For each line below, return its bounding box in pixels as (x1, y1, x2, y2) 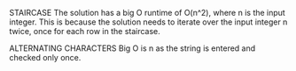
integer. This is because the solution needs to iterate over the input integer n (9, 17, 288, 27)
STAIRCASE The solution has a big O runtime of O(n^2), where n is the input (9, 8, 285, 18)
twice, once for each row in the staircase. (9, 26, 161, 36)
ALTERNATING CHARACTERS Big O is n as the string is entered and (9, 43, 256, 53)
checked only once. (9, 53, 82, 62)
